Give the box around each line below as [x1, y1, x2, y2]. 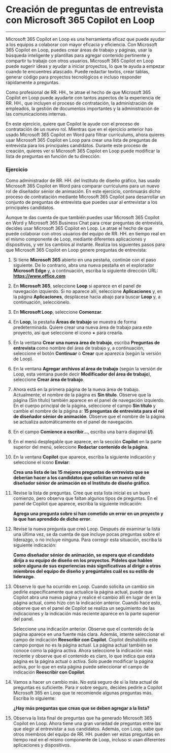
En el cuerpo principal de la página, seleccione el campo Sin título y [13, 402, 156, 409]
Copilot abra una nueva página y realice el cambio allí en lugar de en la [13, 595, 161, 601]
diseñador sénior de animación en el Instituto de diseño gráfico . [13, 480, 151, 486]
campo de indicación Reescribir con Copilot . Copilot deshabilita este [13, 637, 158, 643]
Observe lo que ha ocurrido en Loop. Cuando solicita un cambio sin [13, 583, 155, 589]
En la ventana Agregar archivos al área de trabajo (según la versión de [13, 366, 162, 372]
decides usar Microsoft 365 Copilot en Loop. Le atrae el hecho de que [6, 225, 153, 231]
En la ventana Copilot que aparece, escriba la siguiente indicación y [13, 454, 156, 460]
